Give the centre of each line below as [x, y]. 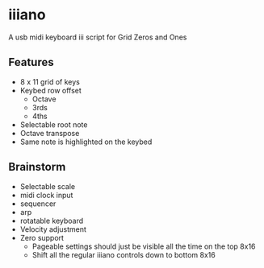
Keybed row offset [51, 90]
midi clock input [46, 195]
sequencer [38, 204]
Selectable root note [54, 124]
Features [31, 62]
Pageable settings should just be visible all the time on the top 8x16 [144, 246]
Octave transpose [50, 133]
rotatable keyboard [52, 221]
